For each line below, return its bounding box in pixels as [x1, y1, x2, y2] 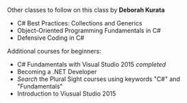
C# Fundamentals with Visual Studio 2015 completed [16, 60, 166, 68]
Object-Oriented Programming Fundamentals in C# [16, 27, 161, 34]
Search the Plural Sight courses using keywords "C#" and [16, 75, 180, 83]
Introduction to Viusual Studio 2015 [16, 89, 116, 98]
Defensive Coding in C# [16, 34, 84, 42]
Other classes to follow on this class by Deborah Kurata [7, 6, 165, 14]
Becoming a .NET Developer [16, 68, 97, 76]
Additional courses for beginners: [7, 47, 101, 55]
